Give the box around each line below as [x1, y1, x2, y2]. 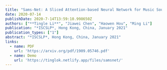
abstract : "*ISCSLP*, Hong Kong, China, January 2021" [5, 35, 121, 40]
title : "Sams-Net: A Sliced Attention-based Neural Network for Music [5, 7, 155, 12]
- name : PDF [9, 44, 35, 49]
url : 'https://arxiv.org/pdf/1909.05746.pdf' [14, 48, 110, 53]
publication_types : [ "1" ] [5, 30, 59, 35]
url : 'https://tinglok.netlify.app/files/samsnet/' [14, 58, 123, 63]
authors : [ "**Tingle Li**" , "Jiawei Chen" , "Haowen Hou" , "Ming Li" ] [5, 21, 153, 26]
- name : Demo [9, 53, 37, 58]
